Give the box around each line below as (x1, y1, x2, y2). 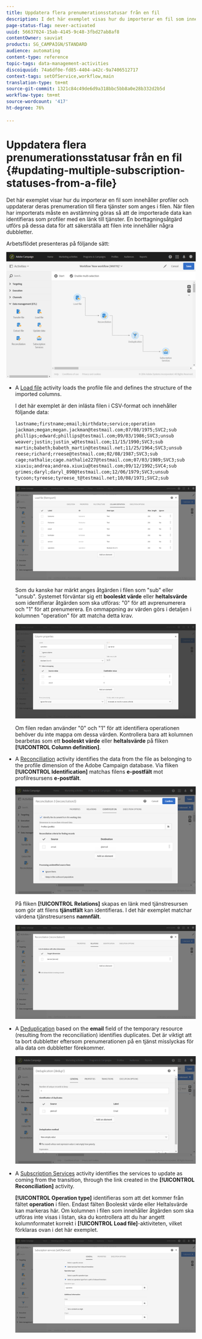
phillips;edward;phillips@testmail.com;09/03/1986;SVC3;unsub (14, 433, 174, 439)
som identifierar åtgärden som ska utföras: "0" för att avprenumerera (14, 599, 186, 606)
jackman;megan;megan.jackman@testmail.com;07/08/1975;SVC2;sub (14, 427, 177, 433)
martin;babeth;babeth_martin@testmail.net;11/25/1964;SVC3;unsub (14, 445, 182, 451)
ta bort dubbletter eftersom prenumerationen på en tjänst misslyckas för (14, 1038, 194, 1045)
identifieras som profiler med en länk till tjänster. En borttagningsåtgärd (6, 215, 182, 223)
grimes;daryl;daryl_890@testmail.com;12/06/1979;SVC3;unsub (14, 469, 169, 475)
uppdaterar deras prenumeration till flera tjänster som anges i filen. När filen (6, 202, 195, 210)
